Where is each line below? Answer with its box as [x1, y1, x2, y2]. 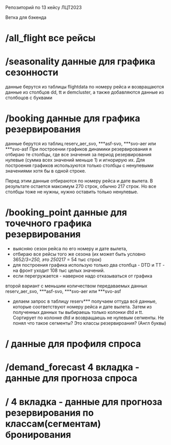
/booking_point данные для [5, 207, 127, 218]
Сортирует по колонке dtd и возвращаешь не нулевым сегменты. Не [12, 314, 164, 321]
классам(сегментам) [5, 418, 101, 430]
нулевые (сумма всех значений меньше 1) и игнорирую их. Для [5, 157, 145, 163]
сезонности [5, 67, 59, 79]
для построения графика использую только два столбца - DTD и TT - [12, 262, 165, 268]
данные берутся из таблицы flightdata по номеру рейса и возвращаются [5, 84, 164, 90]
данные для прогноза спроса [5, 373, 137, 384]
